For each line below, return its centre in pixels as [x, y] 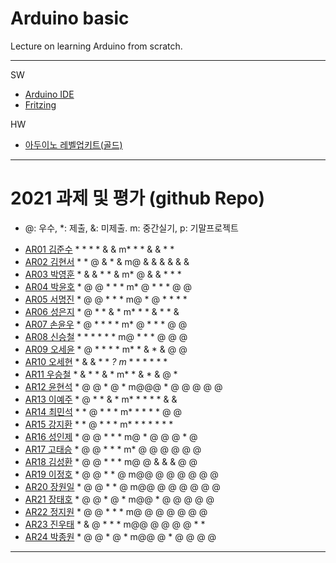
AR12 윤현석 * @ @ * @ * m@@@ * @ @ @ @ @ [123, 386]
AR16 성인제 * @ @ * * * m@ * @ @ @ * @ [111, 436]
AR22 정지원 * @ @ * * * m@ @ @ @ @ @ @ [116, 511]
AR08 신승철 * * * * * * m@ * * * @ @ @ [106, 336]
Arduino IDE [49, 94]
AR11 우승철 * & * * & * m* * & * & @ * [101, 374]
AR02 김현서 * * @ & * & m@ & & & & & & [107, 261]
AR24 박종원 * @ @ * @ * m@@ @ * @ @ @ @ [120, 536]
